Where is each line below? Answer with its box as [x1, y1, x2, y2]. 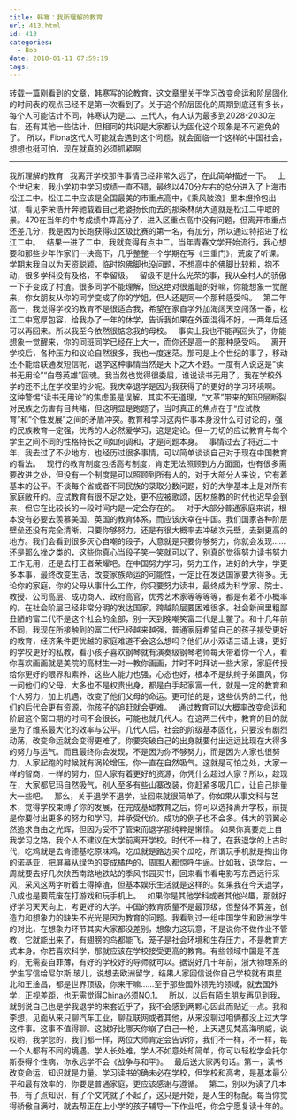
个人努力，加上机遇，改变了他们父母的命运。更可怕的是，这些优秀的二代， [9, 690, 280, 701]
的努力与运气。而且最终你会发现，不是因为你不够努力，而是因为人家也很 [9, 746, 272, 757]
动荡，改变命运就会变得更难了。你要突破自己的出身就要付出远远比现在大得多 [9, 734, 288, 745]
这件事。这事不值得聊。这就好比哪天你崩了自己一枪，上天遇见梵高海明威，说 [9, 1022, 288, 1033]
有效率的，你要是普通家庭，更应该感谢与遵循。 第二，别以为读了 [32, 1078, 271, 1089]
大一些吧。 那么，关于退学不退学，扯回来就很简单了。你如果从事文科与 [9, 790, 271, 801]
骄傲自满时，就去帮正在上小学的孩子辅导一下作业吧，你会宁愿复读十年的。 [16, 1100, 288, 1111]
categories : [9, 37, 53, 47]
